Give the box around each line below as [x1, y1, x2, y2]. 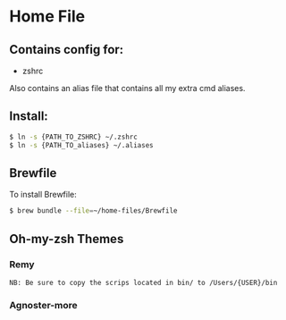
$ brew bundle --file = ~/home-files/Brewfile [9, 206, 178, 215]
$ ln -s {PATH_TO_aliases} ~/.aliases [9, 140, 154, 149]
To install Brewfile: [9, 189, 78, 200]
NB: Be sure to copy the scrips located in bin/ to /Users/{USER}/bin [9, 278, 278, 287]
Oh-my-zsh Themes [9, 231, 124, 247]
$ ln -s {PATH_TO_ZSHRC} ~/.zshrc [9, 132, 139, 141]
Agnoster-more [9, 299, 78, 311]
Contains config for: [9, 42, 124, 57]
